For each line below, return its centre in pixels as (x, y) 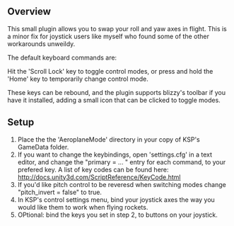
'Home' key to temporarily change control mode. (78, 79)
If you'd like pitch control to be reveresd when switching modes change (122, 184)
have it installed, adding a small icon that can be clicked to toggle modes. (114, 100)
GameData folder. (43, 147)
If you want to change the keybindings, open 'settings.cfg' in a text (115, 154)
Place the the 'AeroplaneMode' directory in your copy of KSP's (109, 139)
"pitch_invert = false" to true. (60, 192)
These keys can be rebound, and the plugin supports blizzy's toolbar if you (117, 92)
